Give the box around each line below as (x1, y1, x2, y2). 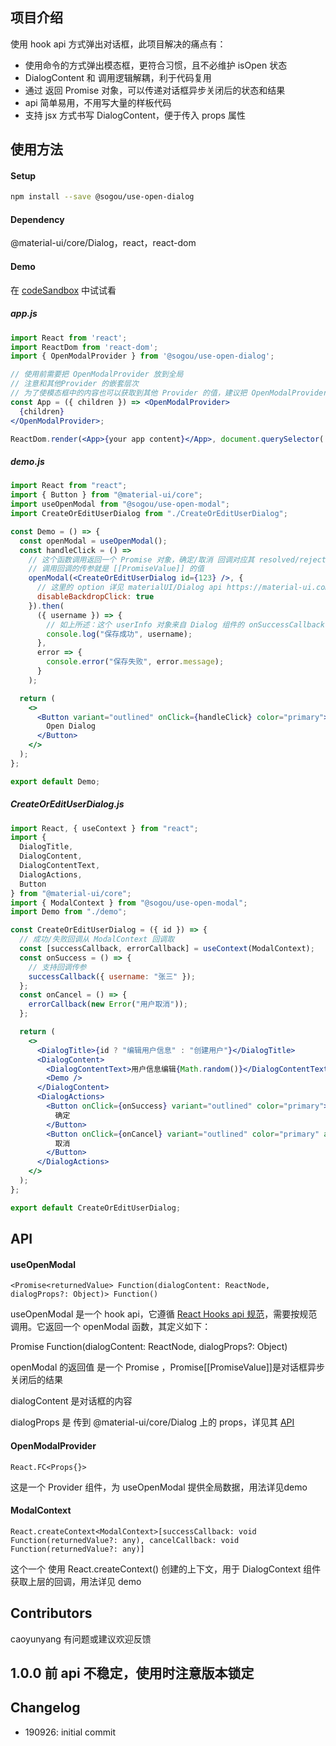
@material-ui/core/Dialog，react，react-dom (10, 237, 197, 249)
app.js (10, 308, 38, 320)
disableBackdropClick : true (36, 592, 155, 602)
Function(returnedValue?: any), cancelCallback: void (10, 1535, 240, 1545)
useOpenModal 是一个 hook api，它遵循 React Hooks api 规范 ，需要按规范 (10, 1308, 318, 1320)
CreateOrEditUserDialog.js (10, 798, 125, 810)
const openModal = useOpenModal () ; (19, 536, 168, 546)
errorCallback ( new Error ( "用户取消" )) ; (28, 999, 188, 1010)
